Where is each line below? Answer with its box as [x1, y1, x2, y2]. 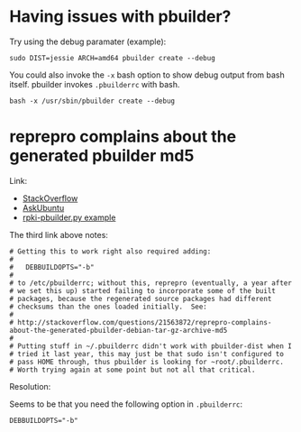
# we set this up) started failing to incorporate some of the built [9, 286, 277, 295]
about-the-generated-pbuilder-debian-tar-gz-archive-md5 [9, 326, 228, 335]
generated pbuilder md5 [9, 146, 195, 166]
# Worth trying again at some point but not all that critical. [9, 365, 256, 374]
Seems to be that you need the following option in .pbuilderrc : [9, 399, 243, 409]
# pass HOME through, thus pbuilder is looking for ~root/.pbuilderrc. [9, 357, 284, 366]
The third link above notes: [9, 229, 108, 240]
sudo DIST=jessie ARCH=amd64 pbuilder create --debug [9, 53, 216, 62]
